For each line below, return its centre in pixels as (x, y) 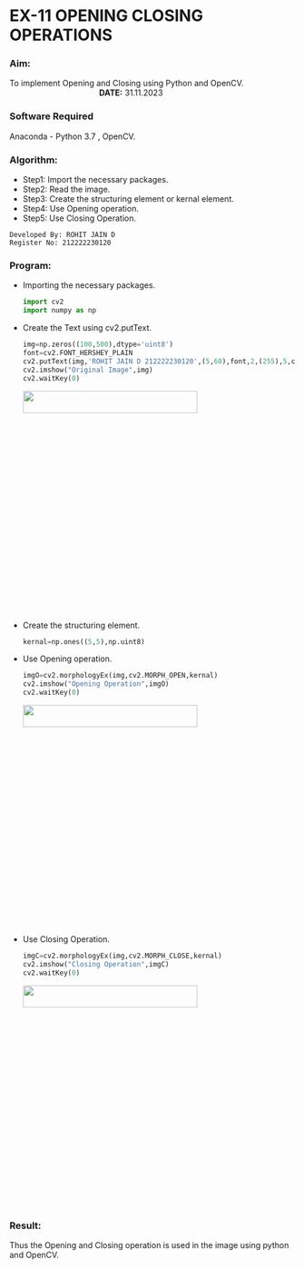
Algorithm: (34, 160)
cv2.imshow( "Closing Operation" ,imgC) (96, 964)
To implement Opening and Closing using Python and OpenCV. (127, 84)
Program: (30, 266)
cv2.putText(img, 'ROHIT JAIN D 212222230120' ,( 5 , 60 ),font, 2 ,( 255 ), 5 (155, 361)
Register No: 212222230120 (60, 243)
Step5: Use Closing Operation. (79, 218)
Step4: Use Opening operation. (80, 209)
